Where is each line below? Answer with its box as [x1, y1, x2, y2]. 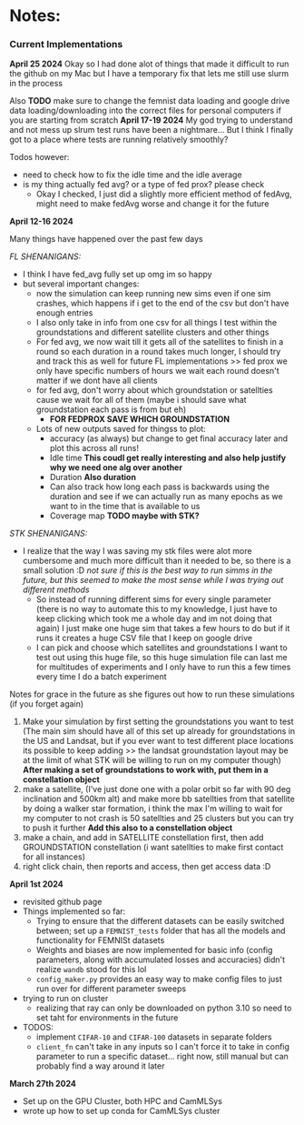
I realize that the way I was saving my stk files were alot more [22, 546, 252, 557]
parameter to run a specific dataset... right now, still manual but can [35, 1051, 289, 1062]
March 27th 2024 [9, 1079, 77, 1090]
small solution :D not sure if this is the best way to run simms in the [22, 565, 273, 576]
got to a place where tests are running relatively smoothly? [9, 134, 229, 146]
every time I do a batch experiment [35, 671, 167, 682]
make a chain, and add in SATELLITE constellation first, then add [22, 832, 264, 843]
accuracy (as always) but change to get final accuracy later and [49, 433, 289, 444]
